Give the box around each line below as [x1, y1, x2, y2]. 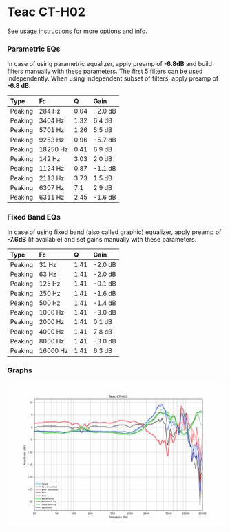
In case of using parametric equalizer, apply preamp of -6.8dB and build [7, 60, 212, 68]
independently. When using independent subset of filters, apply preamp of [7, 74, 219, 83]
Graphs [7, 365, 32, 375]
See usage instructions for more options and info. [7, 27, 148, 35]
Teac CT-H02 [7, 4, 86, 20]
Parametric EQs [7, 44, 61, 54]
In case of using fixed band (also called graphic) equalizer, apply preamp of [7, 228, 222, 236]
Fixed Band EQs [7, 212, 61, 222]
